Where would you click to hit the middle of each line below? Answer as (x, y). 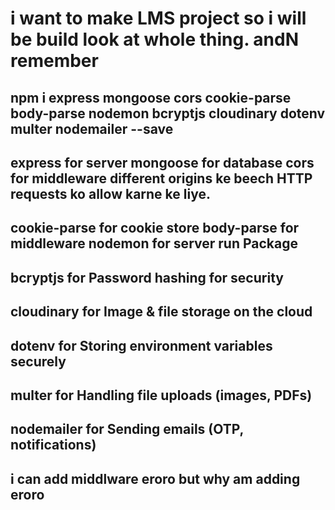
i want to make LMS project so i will (158, 18)
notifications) (53, 445)
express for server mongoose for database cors (162, 162)
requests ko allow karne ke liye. (110, 193)
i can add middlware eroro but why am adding (155, 478)
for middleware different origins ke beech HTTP (161, 178)
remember (54, 61)
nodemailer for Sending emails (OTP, (127, 429)
